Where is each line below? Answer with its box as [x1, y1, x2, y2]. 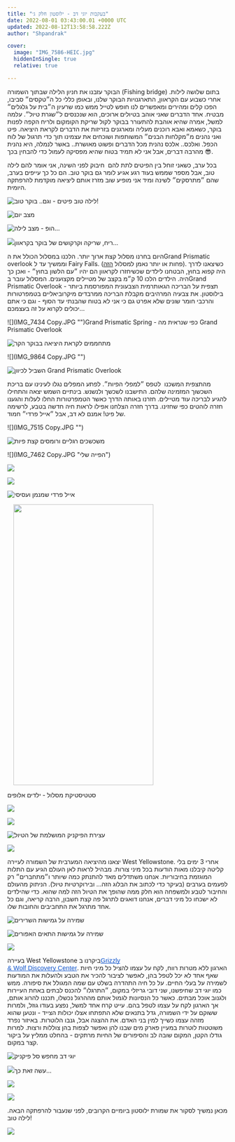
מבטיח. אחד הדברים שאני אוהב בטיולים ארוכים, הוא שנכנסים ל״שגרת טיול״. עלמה [7, 109, 225, 118]
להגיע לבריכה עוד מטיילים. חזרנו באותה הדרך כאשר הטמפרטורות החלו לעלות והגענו [7, 394, 227, 403]
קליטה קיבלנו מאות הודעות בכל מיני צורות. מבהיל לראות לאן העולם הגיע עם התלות [7, 865, 224, 873]
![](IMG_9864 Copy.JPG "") [7, 352, 86, 361]
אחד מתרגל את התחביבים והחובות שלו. [7, 902, 111, 910]
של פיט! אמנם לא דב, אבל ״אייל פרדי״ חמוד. [7, 409, 126, 418]
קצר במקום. [7, 1038, 38, 1047]
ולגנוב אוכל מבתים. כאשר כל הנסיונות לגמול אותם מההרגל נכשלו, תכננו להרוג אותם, [7, 993, 227, 1002]
